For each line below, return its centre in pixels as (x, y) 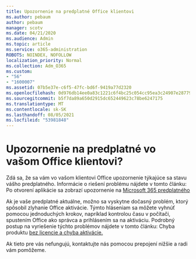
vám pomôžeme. (26, 250)
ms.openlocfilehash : (31, 93)
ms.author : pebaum (28, 17)
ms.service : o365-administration (47, 50)
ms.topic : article (28, 44)
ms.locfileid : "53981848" (37, 120)
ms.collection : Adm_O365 (36, 66)
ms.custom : (19, 71)
